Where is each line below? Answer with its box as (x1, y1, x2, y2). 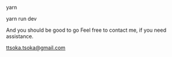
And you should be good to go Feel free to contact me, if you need (6, 26, 167, 33)
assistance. (6, 33, 34, 39)
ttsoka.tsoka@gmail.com (6, 44, 66, 51)
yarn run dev (6, 15, 37, 22)
